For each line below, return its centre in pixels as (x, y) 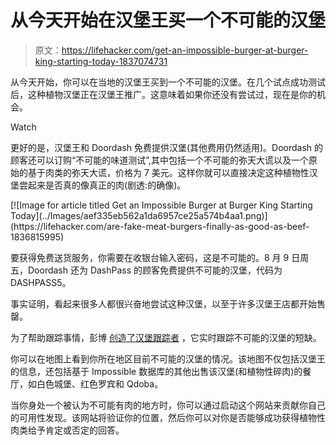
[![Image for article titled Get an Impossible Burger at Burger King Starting (161, 205)
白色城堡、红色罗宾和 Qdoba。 (100, 383)
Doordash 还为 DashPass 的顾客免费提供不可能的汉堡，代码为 (155, 270)
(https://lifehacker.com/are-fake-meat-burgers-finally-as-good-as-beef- (160, 226)
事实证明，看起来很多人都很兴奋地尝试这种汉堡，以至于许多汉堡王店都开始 (163, 303)
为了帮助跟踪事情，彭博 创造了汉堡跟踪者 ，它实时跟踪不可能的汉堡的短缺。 (166, 337)
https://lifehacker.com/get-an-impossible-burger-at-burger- (185, 50)
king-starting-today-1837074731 (101, 61)
